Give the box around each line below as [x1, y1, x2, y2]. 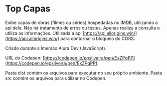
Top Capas [5, 3, 51, 14]
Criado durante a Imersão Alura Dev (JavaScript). [5, 45, 107, 51]
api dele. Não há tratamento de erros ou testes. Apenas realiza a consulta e [5, 24, 160, 30]
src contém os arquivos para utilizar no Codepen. [5, 75, 107, 81]
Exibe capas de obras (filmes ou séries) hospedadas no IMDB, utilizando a [5, 19, 158, 25]
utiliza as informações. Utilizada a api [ [5, 30, 85, 36]
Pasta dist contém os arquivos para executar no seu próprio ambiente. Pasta [5, 69, 163, 75]
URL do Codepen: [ [5, 54, 45, 60]
